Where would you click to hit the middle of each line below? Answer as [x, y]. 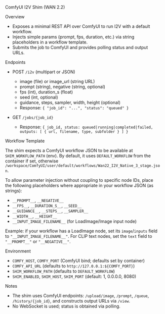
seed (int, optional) [39, 97]
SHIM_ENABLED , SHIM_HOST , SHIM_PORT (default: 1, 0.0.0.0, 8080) [74, 276]
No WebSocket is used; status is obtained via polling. [66, 306]
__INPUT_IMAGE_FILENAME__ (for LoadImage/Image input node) [74, 221]
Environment [18, 251]
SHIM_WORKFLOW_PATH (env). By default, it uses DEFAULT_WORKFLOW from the [78, 156]
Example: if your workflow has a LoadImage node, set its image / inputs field [81, 231]
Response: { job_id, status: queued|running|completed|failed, [86, 127]
